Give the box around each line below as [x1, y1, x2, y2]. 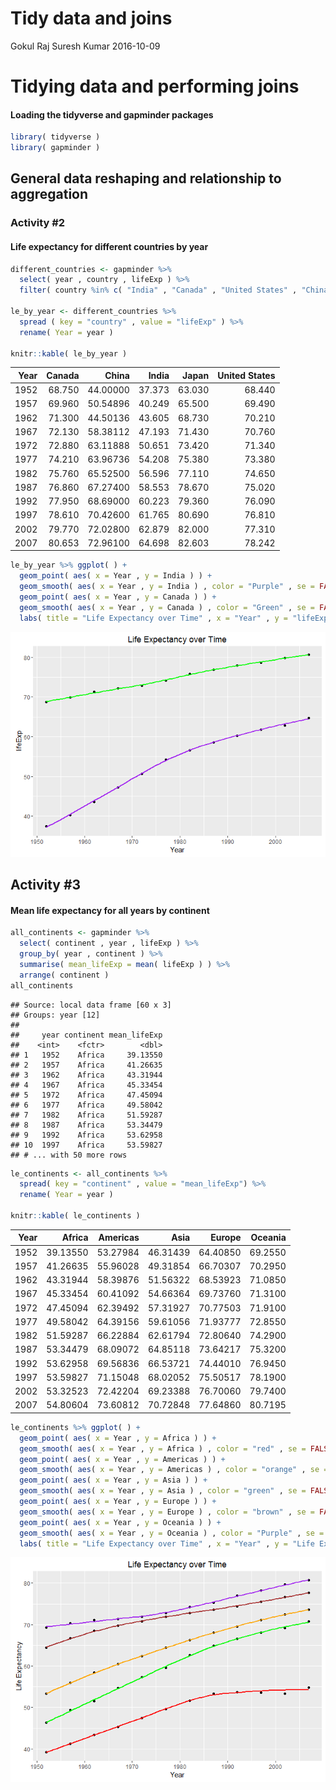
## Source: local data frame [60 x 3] [10, 1000, 172, 1010]
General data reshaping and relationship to [10, 170, 282, 187]
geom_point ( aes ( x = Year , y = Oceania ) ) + [19, 1517, 222, 1527]
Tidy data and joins [10, 7, 173, 30]
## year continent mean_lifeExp [10, 1030, 163, 1040]
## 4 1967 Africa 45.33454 [10, 1080, 163, 1090]
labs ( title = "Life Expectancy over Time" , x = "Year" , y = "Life [19, 1538, 315, 1549]
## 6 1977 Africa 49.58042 [10, 1100, 163, 1110]
